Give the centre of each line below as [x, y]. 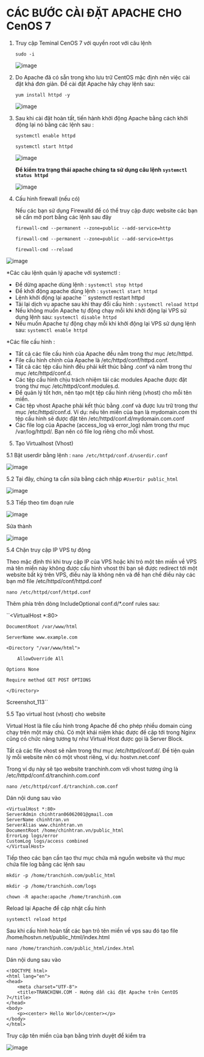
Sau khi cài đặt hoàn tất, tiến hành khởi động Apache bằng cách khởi [101, 118]
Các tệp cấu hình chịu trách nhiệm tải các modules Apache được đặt [101, 379]
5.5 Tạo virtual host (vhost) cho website [56, 714]
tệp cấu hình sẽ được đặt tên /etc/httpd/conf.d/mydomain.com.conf [100, 418]
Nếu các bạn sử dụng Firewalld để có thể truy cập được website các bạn [106, 210]
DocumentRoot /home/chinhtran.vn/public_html [65, 830]
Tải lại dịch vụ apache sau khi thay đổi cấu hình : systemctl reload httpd [107, 304]
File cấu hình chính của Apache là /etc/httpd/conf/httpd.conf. [92, 360]
